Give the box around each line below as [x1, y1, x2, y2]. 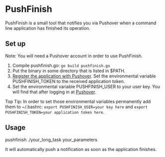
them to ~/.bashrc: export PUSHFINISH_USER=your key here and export [5, 103, 148, 110]
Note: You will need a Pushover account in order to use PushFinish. [5, 53, 143, 59]
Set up [5, 40, 26, 48]
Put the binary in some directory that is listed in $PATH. [12, 68, 126, 74]
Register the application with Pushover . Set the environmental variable [12, 73, 156, 79]
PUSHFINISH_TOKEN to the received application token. [12, 78, 125, 84]
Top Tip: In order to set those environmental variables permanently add [5, 98, 151, 104]
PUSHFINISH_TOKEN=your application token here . [5, 109, 105, 115]
